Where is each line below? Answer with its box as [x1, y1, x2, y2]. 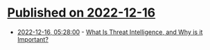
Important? [17, 35, 49, 43]
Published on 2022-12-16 [7, 5, 156, 21]
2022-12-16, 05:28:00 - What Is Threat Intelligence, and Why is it [17, 28, 203, 36]
